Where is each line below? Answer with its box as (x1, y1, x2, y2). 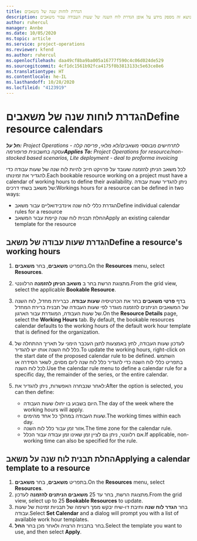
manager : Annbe (6, 25, 43, 31)
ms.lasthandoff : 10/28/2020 (6, 80, 75, 85)
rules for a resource (14, 208, 63, 215)
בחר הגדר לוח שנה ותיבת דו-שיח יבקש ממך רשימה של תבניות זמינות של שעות (14, 504, 188, 511)
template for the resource (14, 220, 76, 227)
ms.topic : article (6, 36, 51, 42)
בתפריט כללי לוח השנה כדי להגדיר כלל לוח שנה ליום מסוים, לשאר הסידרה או (14, 358, 184, 365)
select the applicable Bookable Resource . (14, 286, 116, 293)
